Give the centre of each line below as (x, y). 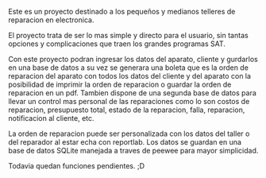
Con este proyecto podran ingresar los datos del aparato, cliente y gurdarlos (133, 59)
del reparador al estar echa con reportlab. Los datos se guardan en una (125, 142)
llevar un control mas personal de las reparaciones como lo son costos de (129, 101)
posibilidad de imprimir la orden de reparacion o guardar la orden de (120, 84)
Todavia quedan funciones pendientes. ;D (77, 166)
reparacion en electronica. (51, 20)
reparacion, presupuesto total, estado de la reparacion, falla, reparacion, (127, 110)
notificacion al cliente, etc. (51, 118)
